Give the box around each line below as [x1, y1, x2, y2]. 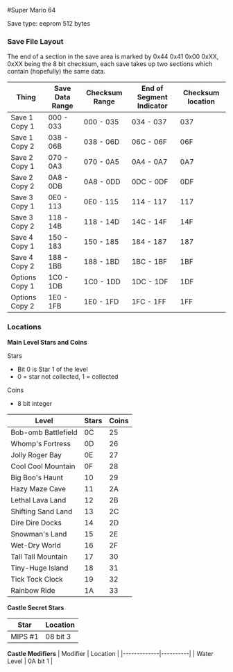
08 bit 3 [45, 632, 71, 641]
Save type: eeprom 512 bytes [7, 19, 91, 27]
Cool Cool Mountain [10, 461, 76, 471]
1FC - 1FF [131, 297, 166, 306]
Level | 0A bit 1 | [7, 657, 53, 665]
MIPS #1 [10, 632, 40, 641]
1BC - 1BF [131, 257, 168, 267]
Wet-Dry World [10, 540, 61, 550]
